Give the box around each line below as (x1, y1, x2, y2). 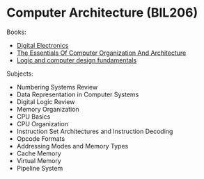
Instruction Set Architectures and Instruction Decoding (16, 127, 173, 135)
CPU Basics (16, 112, 51, 121)
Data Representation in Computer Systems (16, 90, 139, 99)
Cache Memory (16, 149, 62, 157)
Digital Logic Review (16, 97, 75, 105)
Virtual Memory (16, 156, 62, 164)
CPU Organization (16, 119, 69, 128)
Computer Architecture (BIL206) (6, 5, 198, 21)
